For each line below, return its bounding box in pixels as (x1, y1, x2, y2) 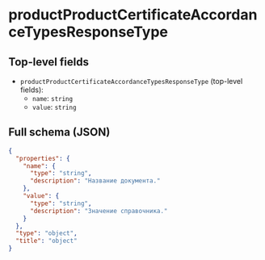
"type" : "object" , (15, 229, 78, 237)
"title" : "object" (15, 237, 78, 245)
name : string (32, 94, 74, 103)
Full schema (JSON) (8, 125, 111, 139)
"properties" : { (15, 154, 70, 162)
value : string (32, 103, 77, 111)
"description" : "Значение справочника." (29, 207, 168, 215)
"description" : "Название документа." (29, 177, 161, 185)
